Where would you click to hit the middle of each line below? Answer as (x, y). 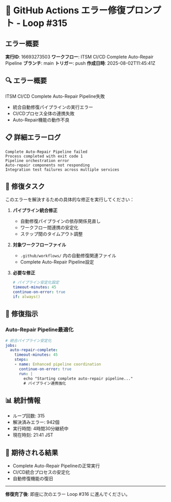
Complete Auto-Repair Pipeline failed (46, 152)
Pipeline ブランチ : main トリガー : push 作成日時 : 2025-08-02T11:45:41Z (80, 63)
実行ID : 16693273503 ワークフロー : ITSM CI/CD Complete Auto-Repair (79, 57)
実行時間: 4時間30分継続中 (40, 429)
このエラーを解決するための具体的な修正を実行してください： (70, 200)
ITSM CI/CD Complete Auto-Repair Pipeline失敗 (55, 96)
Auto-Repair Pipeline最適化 (39, 330)
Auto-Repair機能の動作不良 (41, 120)
